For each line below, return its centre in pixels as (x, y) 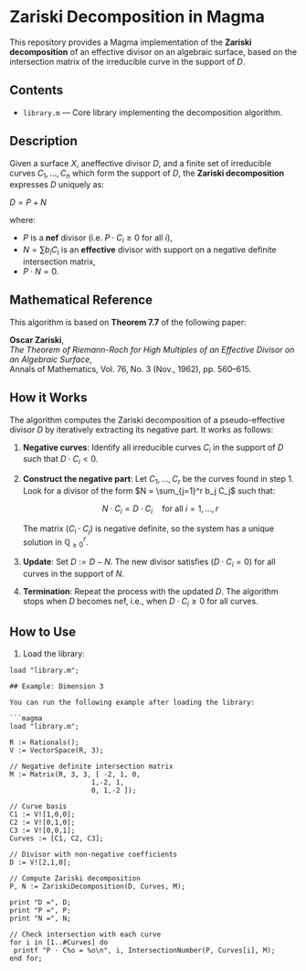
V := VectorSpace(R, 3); (57, 751)
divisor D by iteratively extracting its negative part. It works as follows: (142, 429)
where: (23, 220)
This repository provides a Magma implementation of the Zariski (131, 42)
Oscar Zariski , (37, 339)
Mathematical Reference (81, 300)
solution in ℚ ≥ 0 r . (55, 542)
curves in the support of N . (74, 573)
